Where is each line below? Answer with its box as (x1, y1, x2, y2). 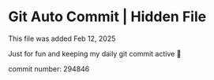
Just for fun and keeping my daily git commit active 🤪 (8, 49, 182, 58)
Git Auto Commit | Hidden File (8, 8, 207, 26)
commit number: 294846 (8, 64, 90, 74)
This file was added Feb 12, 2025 (8, 34, 116, 43)
